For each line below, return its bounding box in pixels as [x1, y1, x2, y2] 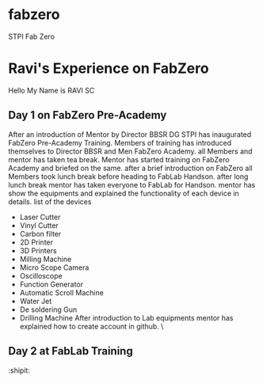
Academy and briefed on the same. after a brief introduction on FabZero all [8, 163, 253, 173]
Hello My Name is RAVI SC [8, 85, 95, 95]
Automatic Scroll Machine [19, 287, 105, 298]
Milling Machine [19, 254, 72, 264]
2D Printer [19, 237, 54, 247]
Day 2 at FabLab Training [8, 344, 133, 358]
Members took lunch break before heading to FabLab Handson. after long [8, 172, 249, 181]
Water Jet [19, 296, 52, 305]
